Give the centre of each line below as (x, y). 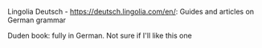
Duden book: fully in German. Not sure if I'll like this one (100, 36)
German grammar (37, 20)
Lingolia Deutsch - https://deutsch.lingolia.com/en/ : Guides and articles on (131, 12)
